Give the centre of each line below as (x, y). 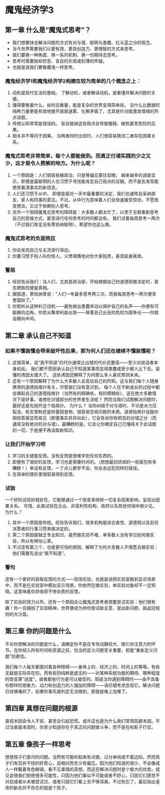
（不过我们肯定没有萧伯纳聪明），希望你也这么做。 (63, 224)
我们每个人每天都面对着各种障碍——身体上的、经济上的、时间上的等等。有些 (82, 667)
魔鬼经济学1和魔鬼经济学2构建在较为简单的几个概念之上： (73, 81)
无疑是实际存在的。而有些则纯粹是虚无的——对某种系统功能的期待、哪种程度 (82, 673)
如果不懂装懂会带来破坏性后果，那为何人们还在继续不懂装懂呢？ (81, 351)
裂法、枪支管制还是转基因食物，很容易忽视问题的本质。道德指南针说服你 (85, 412)
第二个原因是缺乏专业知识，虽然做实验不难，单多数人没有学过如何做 (81, 535)
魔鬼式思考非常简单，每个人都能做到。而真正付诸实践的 (70, 156)
